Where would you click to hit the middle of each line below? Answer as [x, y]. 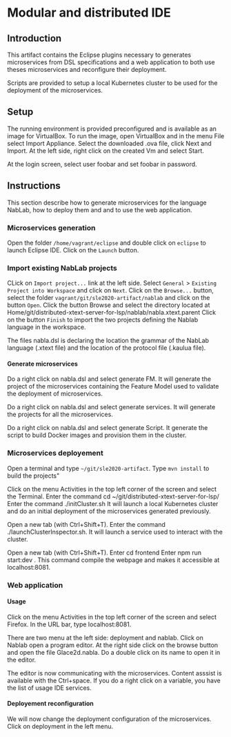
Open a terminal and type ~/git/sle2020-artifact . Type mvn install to [108, 468]
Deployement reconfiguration [51, 704]
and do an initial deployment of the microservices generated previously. [109, 511]
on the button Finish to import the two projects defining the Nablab [103, 320]
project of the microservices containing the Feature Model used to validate [113, 386]
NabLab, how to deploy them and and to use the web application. [100, 209]
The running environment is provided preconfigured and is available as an [112, 129]
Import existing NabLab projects [62, 268]
